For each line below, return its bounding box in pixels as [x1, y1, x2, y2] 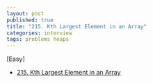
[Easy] [6, 55, 25, 63]
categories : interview [6, 29, 72, 37]
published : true [6, 17, 54, 24]
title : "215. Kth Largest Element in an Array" [6, 23, 147, 30]
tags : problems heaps [6, 36, 70, 43]
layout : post [6, 10, 45, 17]
